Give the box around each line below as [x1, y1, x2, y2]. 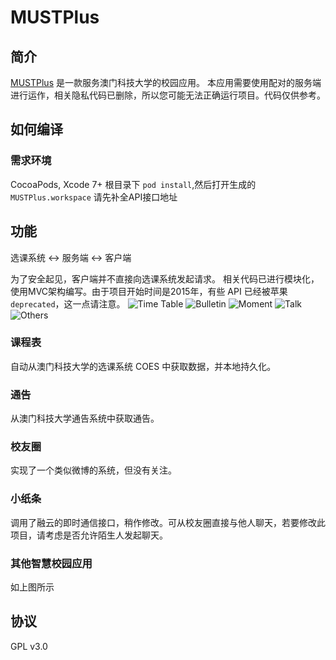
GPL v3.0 [10, 640, 48, 652]
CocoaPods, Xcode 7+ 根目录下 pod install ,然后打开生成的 [10, 178, 257, 190]
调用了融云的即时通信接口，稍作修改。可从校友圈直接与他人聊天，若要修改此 [10, 516, 326, 528]
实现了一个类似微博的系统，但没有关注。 [10, 464, 177, 476]
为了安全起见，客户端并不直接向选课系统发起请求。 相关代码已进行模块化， [10, 272, 320, 285]
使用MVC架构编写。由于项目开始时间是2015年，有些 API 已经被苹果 [10, 285, 288, 297]
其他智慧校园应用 [10, 556, 93, 570]
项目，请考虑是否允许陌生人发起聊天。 [10, 529, 168, 541]
